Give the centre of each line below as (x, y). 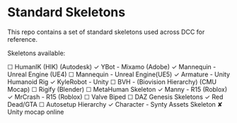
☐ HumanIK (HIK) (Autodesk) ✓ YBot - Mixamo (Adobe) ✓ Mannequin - (112, 66)
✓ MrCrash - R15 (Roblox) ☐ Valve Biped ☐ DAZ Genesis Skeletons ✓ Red (115, 97)
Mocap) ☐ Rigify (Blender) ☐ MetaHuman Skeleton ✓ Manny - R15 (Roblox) (117, 89)
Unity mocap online (36, 112)
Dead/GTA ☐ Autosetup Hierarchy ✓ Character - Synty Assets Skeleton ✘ (115, 104)
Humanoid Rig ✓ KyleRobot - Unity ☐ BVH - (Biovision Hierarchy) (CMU (112, 81)
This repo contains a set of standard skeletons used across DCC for (106, 32)
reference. (22, 39)
